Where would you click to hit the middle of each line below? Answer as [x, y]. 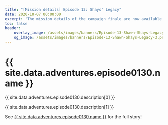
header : [13, 28]
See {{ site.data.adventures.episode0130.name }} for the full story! [74, 117]
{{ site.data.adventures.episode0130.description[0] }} [60, 97]
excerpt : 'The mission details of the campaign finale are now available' [85, 19]
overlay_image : [30, 33]
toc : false [16, 24]
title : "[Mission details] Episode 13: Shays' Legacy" [63, 10]
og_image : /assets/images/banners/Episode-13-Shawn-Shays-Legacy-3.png [90, 38]
